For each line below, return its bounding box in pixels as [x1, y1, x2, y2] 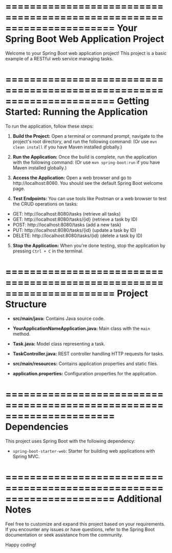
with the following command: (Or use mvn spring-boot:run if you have [12, 159, 160, 165]
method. [12, 331, 31, 337]
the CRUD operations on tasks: [12, 201, 78, 207]
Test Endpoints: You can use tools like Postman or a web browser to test [12, 195, 167, 201]
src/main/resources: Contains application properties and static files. [12, 360, 159, 367]
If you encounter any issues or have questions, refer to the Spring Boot [5, 526, 155, 533]
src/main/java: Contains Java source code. [12, 315, 105, 322]
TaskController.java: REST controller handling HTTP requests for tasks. [12, 350, 164, 356]
